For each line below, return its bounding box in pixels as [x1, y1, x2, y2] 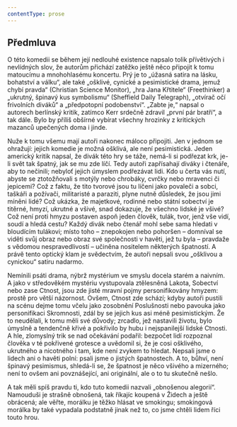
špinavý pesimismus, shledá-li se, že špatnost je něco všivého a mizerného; [7, 362, 229, 370]
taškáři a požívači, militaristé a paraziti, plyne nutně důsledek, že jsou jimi [7, 189, 221, 199]
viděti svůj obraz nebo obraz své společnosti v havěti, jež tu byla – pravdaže [7, 235, 230, 243]
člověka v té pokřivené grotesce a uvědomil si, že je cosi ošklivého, [7, 339, 204, 348]
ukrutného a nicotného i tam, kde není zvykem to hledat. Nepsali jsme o [7, 347, 216, 355]
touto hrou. [7, 413, 40, 422]
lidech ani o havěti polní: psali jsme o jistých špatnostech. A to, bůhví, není [7, 354, 224, 362]
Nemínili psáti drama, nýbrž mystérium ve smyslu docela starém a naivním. [7, 271, 225, 280]
